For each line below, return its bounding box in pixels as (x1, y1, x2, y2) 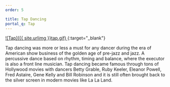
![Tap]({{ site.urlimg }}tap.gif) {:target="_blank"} (5, 35, 106, 41)
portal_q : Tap (5, 21, 36, 26)
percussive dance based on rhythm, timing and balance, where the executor (5, 56, 165, 62)
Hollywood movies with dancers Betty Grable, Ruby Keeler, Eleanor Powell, (5, 66, 162, 72)
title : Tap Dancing (5, 16, 47, 22)
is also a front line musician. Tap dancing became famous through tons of (5, 61, 159, 67)
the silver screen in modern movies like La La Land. (5, 77, 113, 83)
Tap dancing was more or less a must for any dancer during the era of (5, 45, 152, 51)
